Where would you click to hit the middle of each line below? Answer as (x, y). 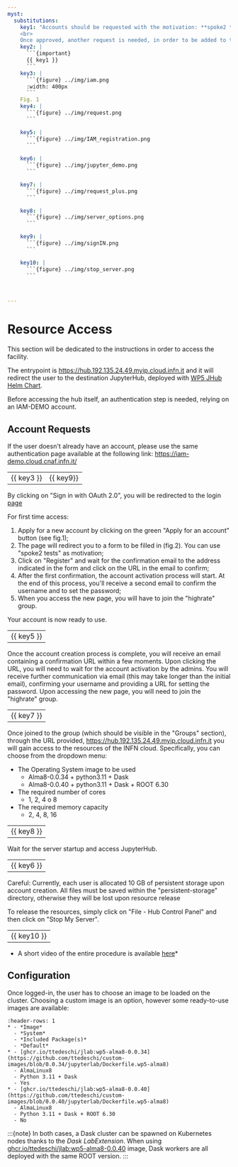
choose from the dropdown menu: (57, 756)
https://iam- (172, 454)
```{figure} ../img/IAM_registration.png (88, 139)
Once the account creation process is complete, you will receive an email (114, 654)
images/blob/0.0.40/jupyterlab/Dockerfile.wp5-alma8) (89, 1101)
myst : (15, 14)
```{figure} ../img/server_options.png (85, 217)
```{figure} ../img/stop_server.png (80, 269)
